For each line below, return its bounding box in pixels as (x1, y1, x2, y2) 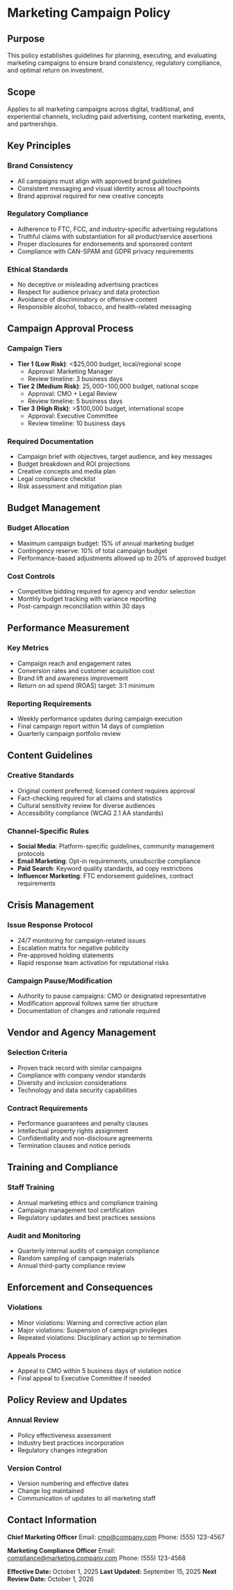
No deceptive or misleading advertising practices (17, 281, 159, 289)
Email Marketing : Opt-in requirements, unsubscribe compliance (17, 857, 201, 865)
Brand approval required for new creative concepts (17, 191, 164, 200)
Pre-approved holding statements (17, 951, 114, 959)
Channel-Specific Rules (7, 826, 89, 836)
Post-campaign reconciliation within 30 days (17, 602, 145, 610)
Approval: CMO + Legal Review (27, 389, 118, 397)
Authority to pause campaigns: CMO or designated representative (17, 992, 207, 1000)
